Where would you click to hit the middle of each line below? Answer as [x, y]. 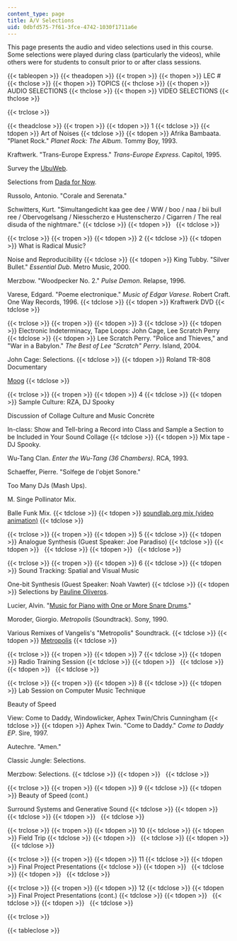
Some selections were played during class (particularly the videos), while [114, 55]
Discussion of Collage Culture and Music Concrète [81, 416]
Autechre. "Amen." [34, 747]
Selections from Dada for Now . [52, 182]
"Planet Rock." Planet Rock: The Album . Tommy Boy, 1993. [93, 141]
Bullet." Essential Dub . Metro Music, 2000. [69, 267]
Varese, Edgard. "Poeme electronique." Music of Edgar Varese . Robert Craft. [119, 295]
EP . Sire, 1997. [28, 733]
